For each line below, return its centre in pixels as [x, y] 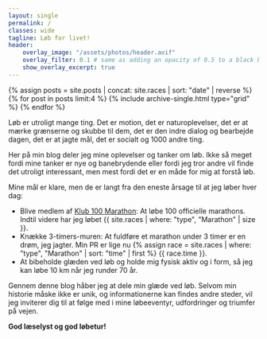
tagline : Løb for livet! [49, 38]
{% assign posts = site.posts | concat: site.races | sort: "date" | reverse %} [130, 90]
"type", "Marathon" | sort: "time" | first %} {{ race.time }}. [114, 253]
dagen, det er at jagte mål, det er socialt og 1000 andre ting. [106, 139]
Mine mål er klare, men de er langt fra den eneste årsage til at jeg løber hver [133, 187]
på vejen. [23, 310]
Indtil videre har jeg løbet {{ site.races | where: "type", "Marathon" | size [137, 219]
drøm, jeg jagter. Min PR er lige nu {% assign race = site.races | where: [135, 244]
